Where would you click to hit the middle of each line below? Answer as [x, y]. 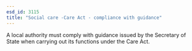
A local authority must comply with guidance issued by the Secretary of [96, 35]
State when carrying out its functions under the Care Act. [78, 41]
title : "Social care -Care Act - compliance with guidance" [84, 18]
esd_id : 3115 [23, 12]
